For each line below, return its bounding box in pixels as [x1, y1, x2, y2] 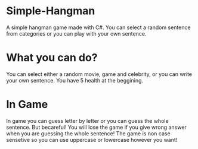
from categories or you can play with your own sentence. [6, 30, 147, 37]
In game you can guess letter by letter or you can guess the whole [6, 117, 169, 124]
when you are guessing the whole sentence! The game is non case [6, 129, 171, 137]
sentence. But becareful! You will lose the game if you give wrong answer [6, 123, 187, 131]
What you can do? [6, 51, 98, 65]
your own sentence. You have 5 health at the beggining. [6, 77, 144, 84]
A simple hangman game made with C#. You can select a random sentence [6, 24, 191, 31]
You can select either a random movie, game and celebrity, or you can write [6, 70, 193, 78]
